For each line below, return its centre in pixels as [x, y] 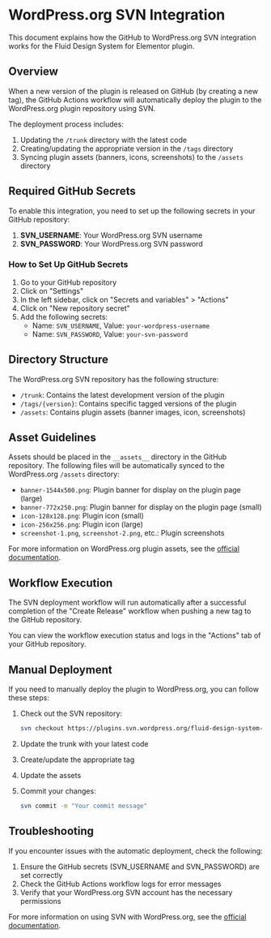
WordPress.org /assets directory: [64, 474]
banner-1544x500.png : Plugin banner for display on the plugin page [130, 490]
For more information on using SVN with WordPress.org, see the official [127, 916]
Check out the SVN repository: [71, 714]
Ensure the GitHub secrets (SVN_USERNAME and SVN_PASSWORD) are [140, 867]
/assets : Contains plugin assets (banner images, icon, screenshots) [133, 412]
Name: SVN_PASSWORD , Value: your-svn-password [110, 333]
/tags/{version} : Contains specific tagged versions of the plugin [128, 403]
